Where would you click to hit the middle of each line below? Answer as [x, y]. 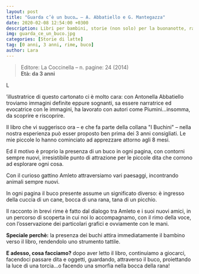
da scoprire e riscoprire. [36, 115]
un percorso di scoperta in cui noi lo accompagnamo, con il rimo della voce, [99, 217]
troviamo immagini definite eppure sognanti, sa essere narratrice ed [89, 103]
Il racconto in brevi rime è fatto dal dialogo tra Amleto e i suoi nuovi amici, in [99, 211]
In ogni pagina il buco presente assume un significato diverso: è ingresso [95, 193]
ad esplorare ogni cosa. [35, 163]
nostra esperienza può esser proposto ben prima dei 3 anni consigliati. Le [96, 133]
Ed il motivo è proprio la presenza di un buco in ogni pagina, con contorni [95, 151]
